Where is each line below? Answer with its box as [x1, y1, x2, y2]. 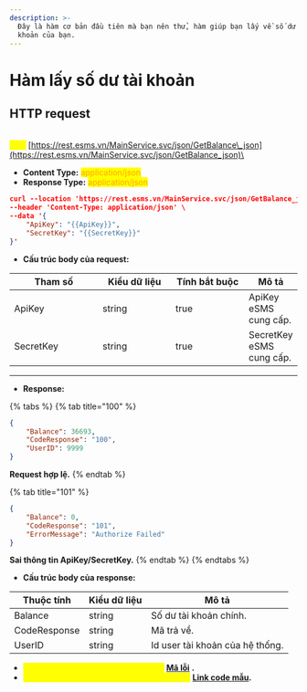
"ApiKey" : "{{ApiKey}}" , [26, 220, 121, 229]
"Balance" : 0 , [26, 512, 79, 521]
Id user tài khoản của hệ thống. [150, 639, 284, 652]
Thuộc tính [22, 594, 71, 607]
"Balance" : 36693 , [26, 426, 96, 436]
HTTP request [9, 106, 91, 121]
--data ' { [9, 212, 48, 221]
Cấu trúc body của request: [22, 253, 130, 265]
